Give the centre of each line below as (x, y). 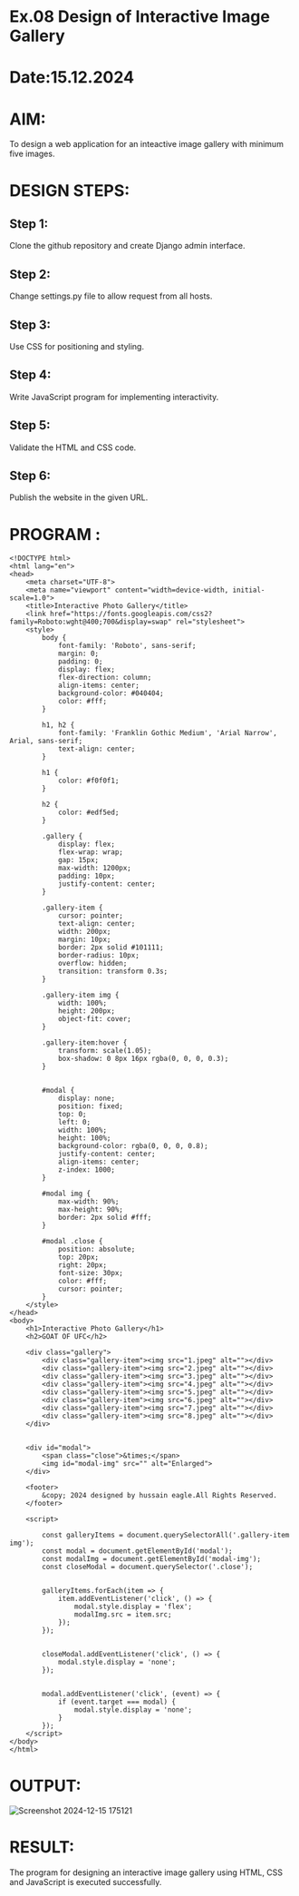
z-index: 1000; (87, 1170)
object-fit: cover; (94, 1019)
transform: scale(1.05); (105, 1051)
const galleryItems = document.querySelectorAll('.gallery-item (166, 1536)
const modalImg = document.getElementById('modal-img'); (151, 1559)
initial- (249, 590)
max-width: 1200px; (94, 869)
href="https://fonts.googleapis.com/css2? (131, 614)
